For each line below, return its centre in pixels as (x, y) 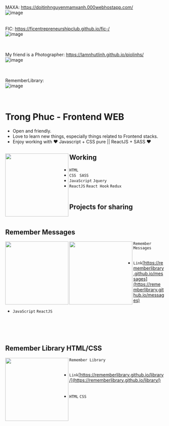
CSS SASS (79, 175)
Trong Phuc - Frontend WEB (65, 117)
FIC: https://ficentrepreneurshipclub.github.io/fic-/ (58, 29)
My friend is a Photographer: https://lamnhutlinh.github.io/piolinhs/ (74, 55)
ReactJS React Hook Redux (96, 186)
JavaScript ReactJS (33, 311)
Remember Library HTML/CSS (54, 349)
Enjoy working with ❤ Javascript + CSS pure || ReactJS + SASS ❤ (82, 141)
